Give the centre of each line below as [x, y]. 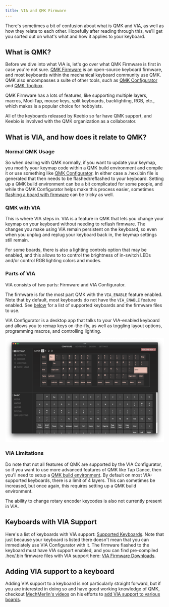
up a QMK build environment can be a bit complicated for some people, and [84, 184]
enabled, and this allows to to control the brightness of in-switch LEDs [78, 255]
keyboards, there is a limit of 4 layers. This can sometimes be [91, 480]
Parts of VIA [20, 274]
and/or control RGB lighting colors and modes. [53, 261]
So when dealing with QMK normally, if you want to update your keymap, [81, 163]
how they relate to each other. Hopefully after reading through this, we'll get [84, 31]
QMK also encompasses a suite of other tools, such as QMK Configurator [81, 80]
